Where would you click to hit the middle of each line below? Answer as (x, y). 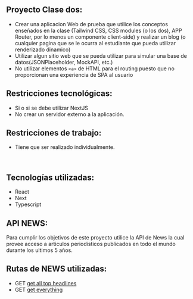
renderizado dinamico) (43, 49)
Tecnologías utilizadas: (50, 177)
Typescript (28, 204)
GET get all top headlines (46, 283)
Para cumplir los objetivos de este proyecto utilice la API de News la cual (95, 238)
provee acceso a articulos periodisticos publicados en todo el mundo (91, 244)
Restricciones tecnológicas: (59, 94)
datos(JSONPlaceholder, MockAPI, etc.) (64, 62)
